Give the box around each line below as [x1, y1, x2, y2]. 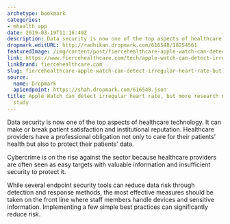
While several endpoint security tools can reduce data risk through [7, 181, 195, 189]
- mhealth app [7, 23, 48, 29]
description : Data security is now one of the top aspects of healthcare [7, 36, 222, 42]
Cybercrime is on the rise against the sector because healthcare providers [7, 153, 217, 161]
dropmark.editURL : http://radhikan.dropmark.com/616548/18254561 [7, 42, 197, 49]
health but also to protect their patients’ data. [7, 140, 135, 148]
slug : [7, 67, 23, 74]
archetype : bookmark [7, 10, 66, 17]
